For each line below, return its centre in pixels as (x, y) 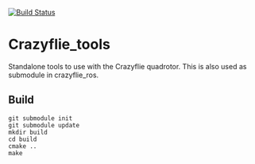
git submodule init (41, 118)
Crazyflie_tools (60, 45)
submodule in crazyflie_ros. (54, 75)
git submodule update (44, 125)
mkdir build (28, 132)
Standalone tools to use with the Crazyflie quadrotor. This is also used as (127, 66)
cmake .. (23, 146)
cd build (23, 139)
